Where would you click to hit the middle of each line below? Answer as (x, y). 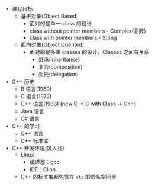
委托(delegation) (58, 74)
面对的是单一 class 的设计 (61, 23)
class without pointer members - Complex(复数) (88, 31)
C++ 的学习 (26, 126)
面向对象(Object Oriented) (52, 44)
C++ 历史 (23, 81)
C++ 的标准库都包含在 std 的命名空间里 (68, 177)
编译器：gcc (44, 162)
